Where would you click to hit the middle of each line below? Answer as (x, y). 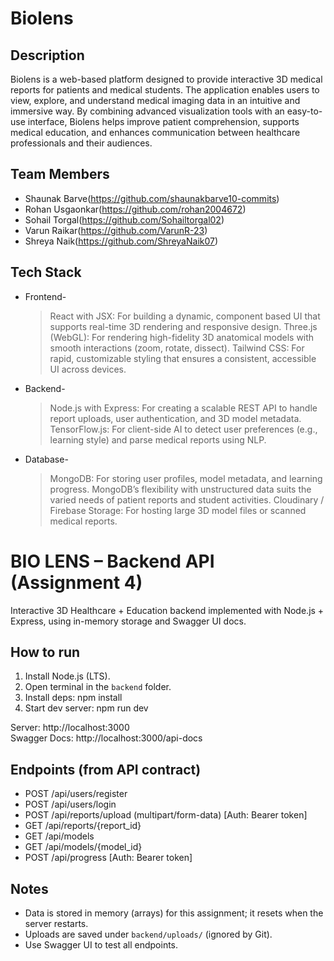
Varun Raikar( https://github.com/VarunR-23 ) (116, 230)
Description (47, 55)
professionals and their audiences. (81, 143)
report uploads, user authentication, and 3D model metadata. (175, 418)
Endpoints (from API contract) (106, 769)
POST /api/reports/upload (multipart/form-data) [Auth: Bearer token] (166, 815)
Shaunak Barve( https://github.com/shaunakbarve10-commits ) (152, 198)
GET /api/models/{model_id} (83, 847)
